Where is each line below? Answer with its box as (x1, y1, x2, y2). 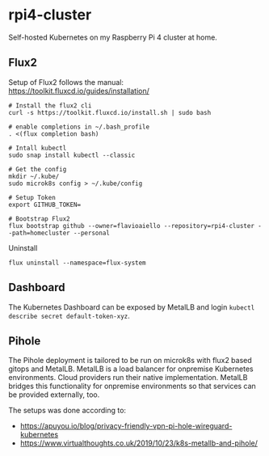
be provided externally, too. (8, 390, 100, 399)
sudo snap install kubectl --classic (8, 151, 136, 159)
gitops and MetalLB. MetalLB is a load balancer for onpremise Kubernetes (8, 364, 254, 374)
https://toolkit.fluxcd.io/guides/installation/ (8, 86, 149, 95)
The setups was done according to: (8, 406, 127, 416)
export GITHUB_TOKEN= (8, 201, 82, 209)
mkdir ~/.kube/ (8, 172, 60, 180)
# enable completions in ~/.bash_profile (8, 123, 150, 131)
